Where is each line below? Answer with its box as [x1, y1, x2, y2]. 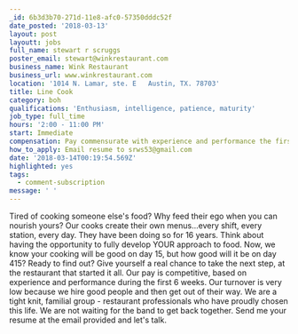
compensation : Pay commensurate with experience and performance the [9, 137, 272, 146]
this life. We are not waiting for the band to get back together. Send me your [9, 306, 286, 315]
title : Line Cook [9, 87, 74, 96]
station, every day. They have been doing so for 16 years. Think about [9, 230, 264, 240]
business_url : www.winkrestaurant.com [9, 71, 153, 80]
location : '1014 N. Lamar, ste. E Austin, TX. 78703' [9, 79, 220, 88]
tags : [9, 170, 29, 179]
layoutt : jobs [9, 37, 62, 47]
